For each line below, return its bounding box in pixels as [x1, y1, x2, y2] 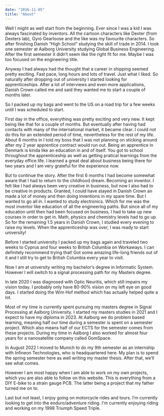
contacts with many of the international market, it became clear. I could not [5, 126, 156, 132]
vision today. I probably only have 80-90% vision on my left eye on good [5, 284, 152, 290]
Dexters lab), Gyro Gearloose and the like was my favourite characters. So [5, 35, 155, 42]
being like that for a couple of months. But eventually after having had [5, 121, 146, 127]
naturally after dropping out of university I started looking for [5, 76, 127, 82]
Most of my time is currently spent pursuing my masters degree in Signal [5, 304, 152, 310]
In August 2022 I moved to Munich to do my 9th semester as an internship [5, 345, 155, 350]
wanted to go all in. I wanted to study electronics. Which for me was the [5, 198, 150, 204]
